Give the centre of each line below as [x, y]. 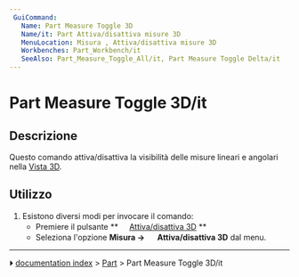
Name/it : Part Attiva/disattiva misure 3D [101, 34]
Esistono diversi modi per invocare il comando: [108, 216]
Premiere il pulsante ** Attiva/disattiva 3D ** [121, 226]
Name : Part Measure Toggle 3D [77, 26]
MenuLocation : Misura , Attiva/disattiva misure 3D [119, 42]
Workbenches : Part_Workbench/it [81, 51]
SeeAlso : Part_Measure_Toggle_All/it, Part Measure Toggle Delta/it [150, 59]
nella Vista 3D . [36, 167]
